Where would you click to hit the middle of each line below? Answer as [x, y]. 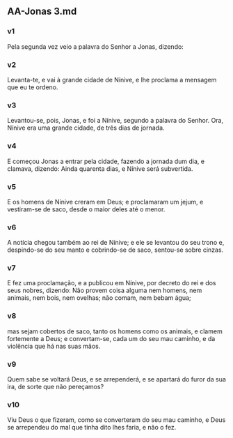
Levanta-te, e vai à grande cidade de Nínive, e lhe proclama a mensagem [112, 80]
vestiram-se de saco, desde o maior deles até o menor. [86, 209]
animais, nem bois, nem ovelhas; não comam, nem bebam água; [99, 298]
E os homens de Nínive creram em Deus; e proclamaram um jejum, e [105, 202]
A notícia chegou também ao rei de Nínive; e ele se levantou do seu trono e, [116, 243]
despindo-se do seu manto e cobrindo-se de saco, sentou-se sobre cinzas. [115, 250]
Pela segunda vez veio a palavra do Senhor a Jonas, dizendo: [96, 46]
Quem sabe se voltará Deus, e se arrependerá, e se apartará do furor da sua [116, 379]
